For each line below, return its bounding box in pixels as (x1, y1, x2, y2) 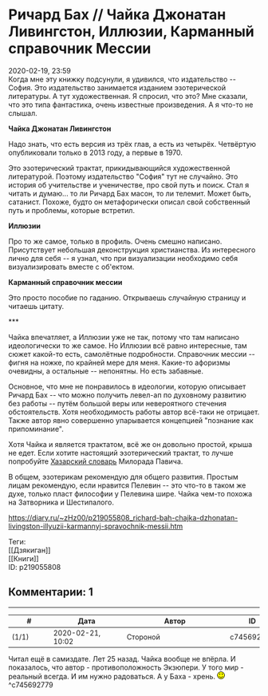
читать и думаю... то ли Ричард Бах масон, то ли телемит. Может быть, (8, 188, 251, 198)
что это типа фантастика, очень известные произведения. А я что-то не (8, 100, 254, 109)
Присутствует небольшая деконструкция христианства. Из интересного (8, 245, 256, 255)
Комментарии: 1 (8, 585, 93, 599)
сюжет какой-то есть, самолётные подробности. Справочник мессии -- (8, 349, 255, 358)
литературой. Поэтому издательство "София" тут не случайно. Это (8, 172, 238, 181)
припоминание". (8, 424, 64, 433)
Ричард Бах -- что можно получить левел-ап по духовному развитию (8, 390, 246, 400)
